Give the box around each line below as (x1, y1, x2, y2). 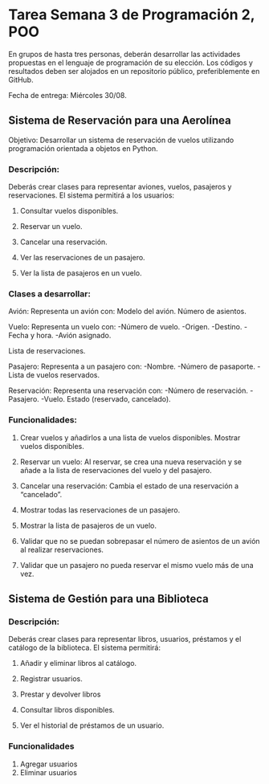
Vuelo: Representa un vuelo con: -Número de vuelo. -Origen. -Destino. (8, 322, 243, 332)
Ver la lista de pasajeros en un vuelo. (19, 268, 142, 278)
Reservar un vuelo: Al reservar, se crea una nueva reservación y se (19, 456, 243, 467)
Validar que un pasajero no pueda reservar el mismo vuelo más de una (19, 560, 255, 570)
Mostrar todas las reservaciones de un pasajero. (19, 504, 181, 515)
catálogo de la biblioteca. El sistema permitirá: (8, 643, 161, 652)
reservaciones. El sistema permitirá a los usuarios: (8, 190, 175, 200)
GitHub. (8, 75, 34, 84)
